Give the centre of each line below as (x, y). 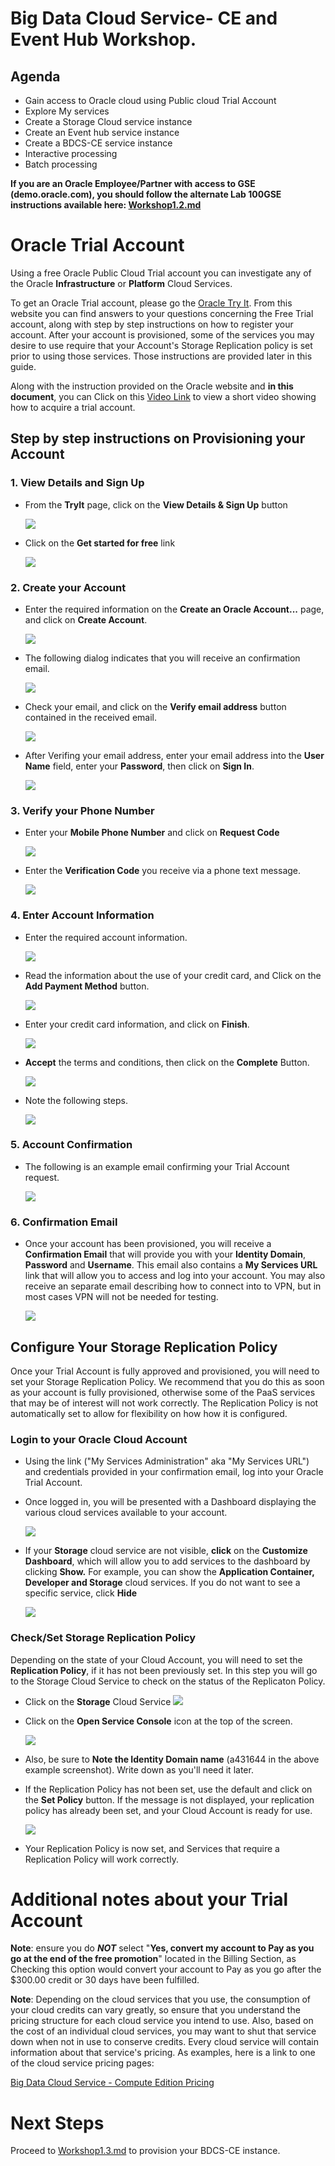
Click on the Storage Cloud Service (98, 1701)
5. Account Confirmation (71, 1145)
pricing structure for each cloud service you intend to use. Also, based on (162, 2021)
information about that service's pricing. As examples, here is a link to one (163, 2053)
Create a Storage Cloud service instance (108, 121)
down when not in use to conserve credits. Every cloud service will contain (165, 2042)
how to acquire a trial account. (73, 407)
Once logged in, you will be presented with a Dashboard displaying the (170, 1502)
